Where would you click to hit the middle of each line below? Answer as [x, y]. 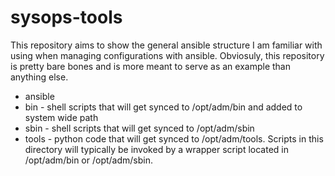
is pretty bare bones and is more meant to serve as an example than [150, 66]
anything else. [39, 77]
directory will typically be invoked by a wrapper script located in [156, 149]
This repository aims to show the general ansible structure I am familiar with [166, 45]
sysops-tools [66, 17]
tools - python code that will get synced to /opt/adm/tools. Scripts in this [174, 138]
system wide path [61, 117]
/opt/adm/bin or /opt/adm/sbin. [88, 160]
